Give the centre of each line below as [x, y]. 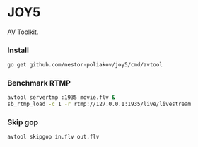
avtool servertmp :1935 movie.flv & [61, 98]
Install [18, 50]
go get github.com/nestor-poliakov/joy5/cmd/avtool [85, 65]
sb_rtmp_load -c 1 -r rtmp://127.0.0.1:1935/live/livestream [99, 104]
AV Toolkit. [23, 32]
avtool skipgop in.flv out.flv [53, 137]
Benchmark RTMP [39, 83]
